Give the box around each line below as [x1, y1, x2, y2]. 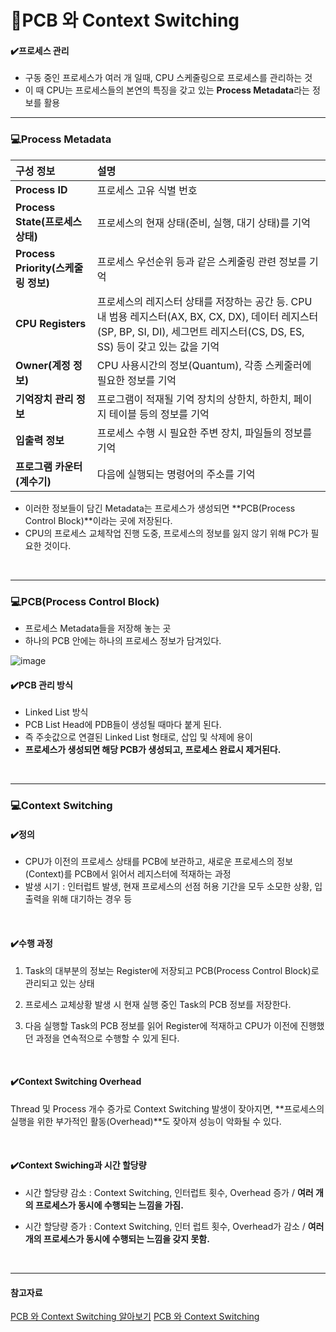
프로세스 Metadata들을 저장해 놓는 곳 [24, 622, 172, 634]
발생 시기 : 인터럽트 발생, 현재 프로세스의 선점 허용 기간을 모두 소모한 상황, [24, 881, 313, 893]
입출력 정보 [15, 433, 65, 447]
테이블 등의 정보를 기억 [108, 407, 210, 421]
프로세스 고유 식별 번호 [96, 183, 198, 197]
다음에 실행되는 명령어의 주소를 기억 [96, 467, 256, 481]
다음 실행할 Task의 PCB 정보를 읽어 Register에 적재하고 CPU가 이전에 [24, 1019, 298, 1031]
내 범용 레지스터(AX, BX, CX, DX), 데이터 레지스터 [96, 309, 319, 323]
